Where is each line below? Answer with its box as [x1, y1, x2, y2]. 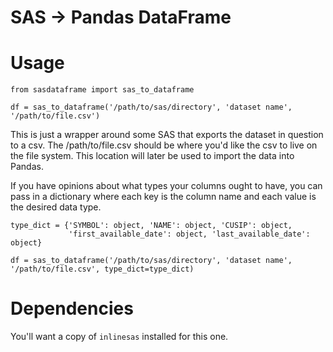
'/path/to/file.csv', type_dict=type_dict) [10, 264, 195, 275]
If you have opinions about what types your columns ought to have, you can [10, 180, 323, 192]
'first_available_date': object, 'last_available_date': [68, 229, 311, 240]
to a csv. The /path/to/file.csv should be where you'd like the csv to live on [10, 139, 318, 151]
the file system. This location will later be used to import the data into [10, 150, 295, 162]
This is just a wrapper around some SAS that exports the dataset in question [10, 129, 324, 141]
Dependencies [10, 297, 134, 320]
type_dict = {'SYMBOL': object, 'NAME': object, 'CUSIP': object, [10, 221, 293, 231]
